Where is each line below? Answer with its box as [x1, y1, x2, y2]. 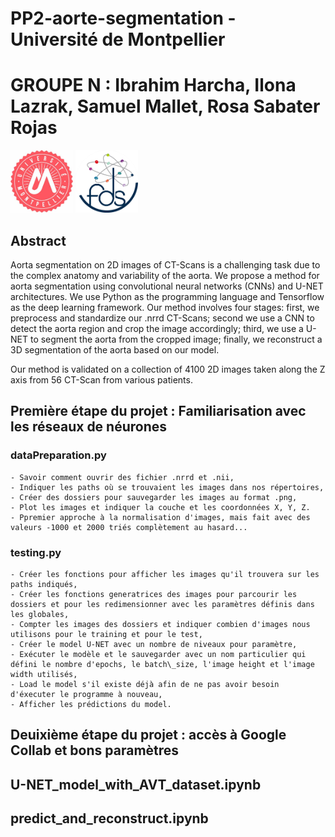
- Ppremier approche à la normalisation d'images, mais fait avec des [10, 512, 311, 522]
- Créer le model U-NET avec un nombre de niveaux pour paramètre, [10, 639, 298, 649]
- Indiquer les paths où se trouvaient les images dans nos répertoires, [10, 482, 325, 492]
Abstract [10, 232, 67, 249]
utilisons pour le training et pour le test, [10, 629, 203, 639]
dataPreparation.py [10, 448, 107, 462]
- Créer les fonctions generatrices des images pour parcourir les [10, 589, 298, 599]
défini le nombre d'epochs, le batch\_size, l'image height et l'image [10, 659, 315, 669]
